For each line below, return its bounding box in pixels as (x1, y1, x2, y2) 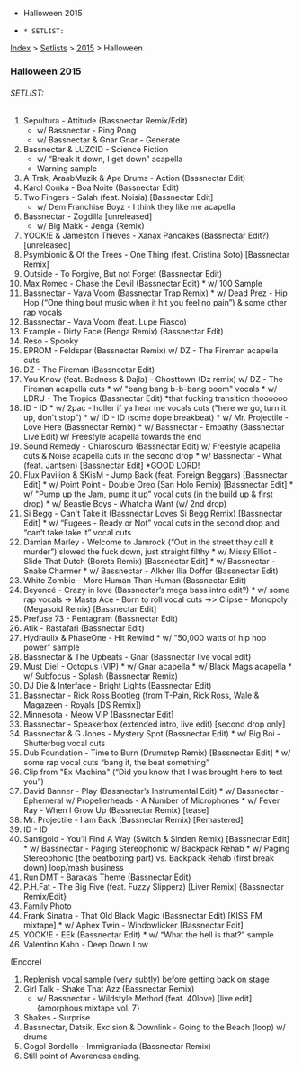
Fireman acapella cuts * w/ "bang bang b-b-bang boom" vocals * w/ (22, 383, 278, 395)
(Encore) (10, 956, 43, 967)
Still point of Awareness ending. (22, 1050, 141, 1062)
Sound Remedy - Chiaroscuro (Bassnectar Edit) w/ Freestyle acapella (22, 441, 281, 452)
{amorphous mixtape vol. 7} (36, 1002, 140, 1013)
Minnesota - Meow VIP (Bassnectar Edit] (22, 709, 174, 720)
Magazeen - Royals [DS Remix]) (22, 700, 142, 710)
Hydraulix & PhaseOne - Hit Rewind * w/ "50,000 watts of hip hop (22, 633, 267, 644)
